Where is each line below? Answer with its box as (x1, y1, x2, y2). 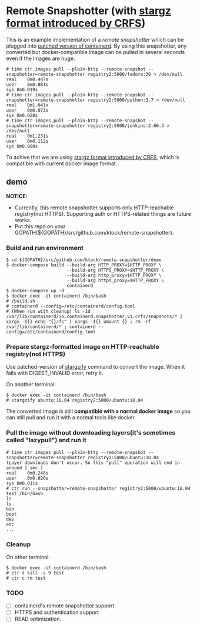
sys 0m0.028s (6, 112, 38, 118)
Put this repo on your (14, 222, 66, 230)
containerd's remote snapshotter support (14, 602, 115, 609)
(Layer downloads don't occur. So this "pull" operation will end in (6, 460, 181, 466)
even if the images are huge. (6, 55, 75, 62)
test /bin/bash (6, 490, 44, 496)
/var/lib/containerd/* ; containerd (6, 324, 96, 330)
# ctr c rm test (6, 575, 46, 581)
